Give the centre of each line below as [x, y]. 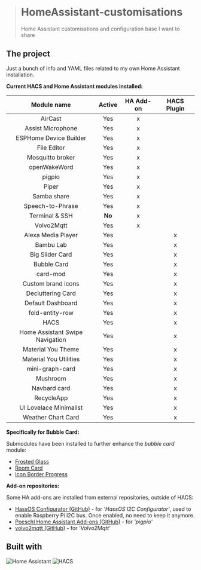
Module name [51, 105]
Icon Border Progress [41, 474]
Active [108, 105]
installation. [20, 75]
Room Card [29, 468]
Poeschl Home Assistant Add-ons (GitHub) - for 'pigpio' [83, 522]
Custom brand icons [51, 283]
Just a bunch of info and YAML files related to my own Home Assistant [93, 68]
